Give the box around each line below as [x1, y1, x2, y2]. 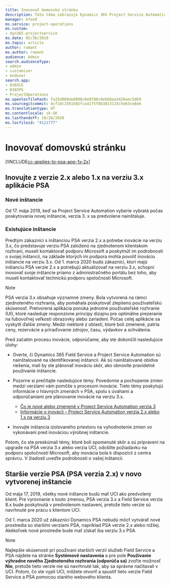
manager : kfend [5, 17, 37, 22]
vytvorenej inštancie [5, 477, 72, 486]
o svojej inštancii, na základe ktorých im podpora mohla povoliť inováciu [5, 253, 155, 259]
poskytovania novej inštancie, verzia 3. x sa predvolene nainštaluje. [5, 213, 146, 219]
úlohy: [5, 342, 19, 348]
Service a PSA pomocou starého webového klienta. [5, 574, 112, 580]
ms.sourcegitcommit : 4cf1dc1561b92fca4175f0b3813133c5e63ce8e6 [5, 102, 142, 107]
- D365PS [5, 87, 24, 92]
